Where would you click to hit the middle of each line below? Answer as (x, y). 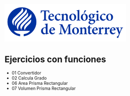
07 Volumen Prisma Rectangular (44, 88)
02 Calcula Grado (29, 78)
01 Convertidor (26, 73)
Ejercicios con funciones (55, 59)
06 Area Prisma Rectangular (40, 83)
